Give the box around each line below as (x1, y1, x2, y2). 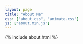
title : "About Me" (5, 12, 43, 17)
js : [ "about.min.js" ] (5, 21, 50, 26)
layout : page (5, 7, 32, 12)
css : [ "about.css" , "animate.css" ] (5, 16, 79, 21)
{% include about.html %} (5, 34, 58, 40)
